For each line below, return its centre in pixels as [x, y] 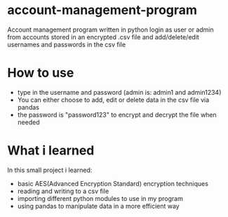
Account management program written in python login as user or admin [110, 29]
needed [28, 122]
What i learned [51, 151]
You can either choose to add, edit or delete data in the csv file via [113, 100]
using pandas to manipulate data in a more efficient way [99, 206]
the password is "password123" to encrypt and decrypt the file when [117, 114]
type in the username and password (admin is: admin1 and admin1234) [119, 92]
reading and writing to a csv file [63, 191]
